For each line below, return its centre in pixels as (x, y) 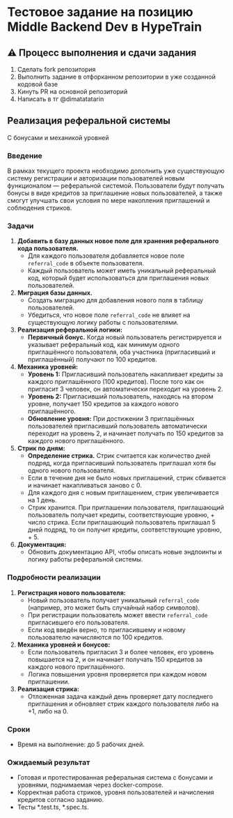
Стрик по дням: (41, 448)
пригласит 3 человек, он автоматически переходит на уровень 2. (126, 389)
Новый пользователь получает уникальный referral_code (113, 600)
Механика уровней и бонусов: (64, 645)
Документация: (42, 545)
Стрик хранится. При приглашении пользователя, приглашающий (126, 508)
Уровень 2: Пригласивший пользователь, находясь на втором (120, 396)
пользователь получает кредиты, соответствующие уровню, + (121, 515)
